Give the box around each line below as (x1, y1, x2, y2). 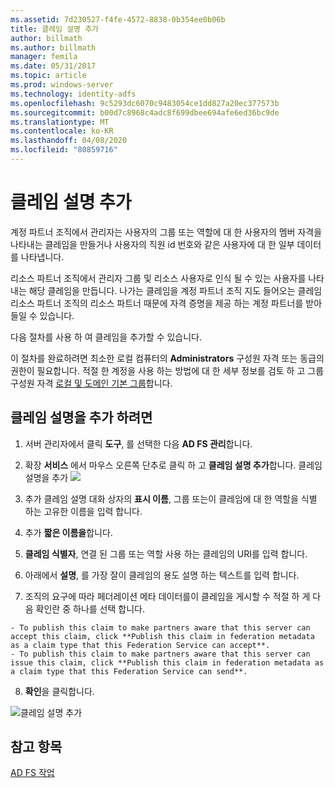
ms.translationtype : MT (10, 117, 110, 127)
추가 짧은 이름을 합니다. (24, 526, 113, 538)
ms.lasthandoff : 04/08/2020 (10, 136, 128, 146)
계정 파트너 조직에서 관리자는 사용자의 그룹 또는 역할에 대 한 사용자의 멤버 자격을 (10, 226, 323, 238)
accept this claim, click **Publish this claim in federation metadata (10, 631, 315, 641)
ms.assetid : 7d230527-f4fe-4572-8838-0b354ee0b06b (10, 14, 226, 25)
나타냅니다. (20, 251, 65, 263)
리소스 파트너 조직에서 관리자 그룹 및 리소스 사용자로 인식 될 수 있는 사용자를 (10, 272, 307, 284)
